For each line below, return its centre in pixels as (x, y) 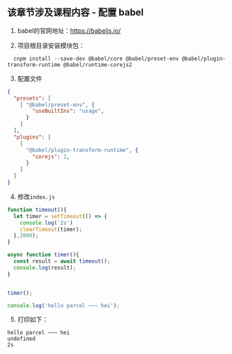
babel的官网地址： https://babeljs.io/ (69, 31)
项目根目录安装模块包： (51, 45)
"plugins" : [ (32, 137)
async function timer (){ (43, 255)
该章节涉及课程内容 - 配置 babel (76, 13)
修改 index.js (36, 197)
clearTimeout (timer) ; (51, 229)
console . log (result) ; (45, 268)
